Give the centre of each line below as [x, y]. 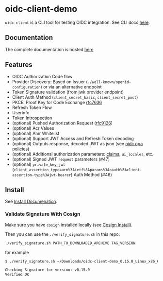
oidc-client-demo [41, 9]
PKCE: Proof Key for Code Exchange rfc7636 [57, 102]
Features [19, 65]
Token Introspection [32, 118]
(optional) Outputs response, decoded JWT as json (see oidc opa [77, 143]
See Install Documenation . [31, 202]
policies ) [21, 149]
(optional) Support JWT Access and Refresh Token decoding [73, 138]
